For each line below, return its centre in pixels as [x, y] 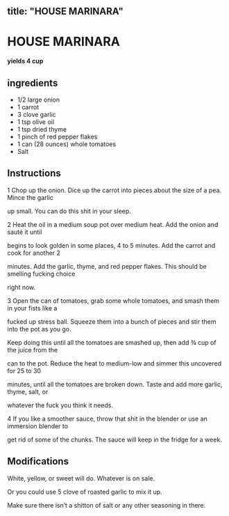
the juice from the [32, 350]
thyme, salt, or [28, 391]
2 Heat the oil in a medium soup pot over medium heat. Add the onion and [113, 224]
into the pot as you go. [39, 329]
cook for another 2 [34, 253]
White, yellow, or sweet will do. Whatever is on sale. [81, 478]
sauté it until [25, 232]
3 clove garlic [37, 114]
